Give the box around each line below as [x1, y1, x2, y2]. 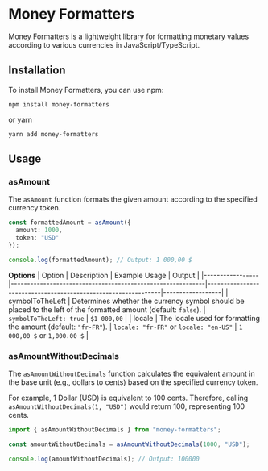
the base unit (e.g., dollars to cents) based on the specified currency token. [8, 377, 258, 387]
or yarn [8, 115, 33, 124]
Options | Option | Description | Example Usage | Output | [8, 270, 200, 280]
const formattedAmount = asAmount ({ [8, 219, 131, 227]
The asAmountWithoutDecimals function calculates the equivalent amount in [8, 369, 255, 379]
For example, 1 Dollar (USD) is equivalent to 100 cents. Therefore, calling [8, 393, 249, 403]
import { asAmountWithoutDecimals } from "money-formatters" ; [8, 426, 221, 434]
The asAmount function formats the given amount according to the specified [8, 194, 258, 204]
